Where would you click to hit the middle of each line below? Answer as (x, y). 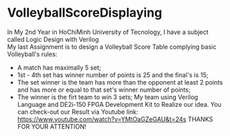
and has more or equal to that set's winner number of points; (104, 90)
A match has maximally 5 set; (59, 67)
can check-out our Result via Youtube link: (78, 112)
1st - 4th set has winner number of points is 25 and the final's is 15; (113, 75)
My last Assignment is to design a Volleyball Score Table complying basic (112, 46)
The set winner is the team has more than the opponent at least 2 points (120, 82)
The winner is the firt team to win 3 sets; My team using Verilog (108, 97)
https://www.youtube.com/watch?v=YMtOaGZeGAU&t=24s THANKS (115, 119)
